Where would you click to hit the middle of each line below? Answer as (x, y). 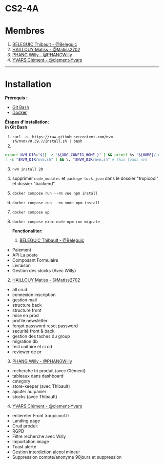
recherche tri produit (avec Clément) (49, 370)
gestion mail (24, 300)
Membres (25, 31)
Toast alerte (24, 446)
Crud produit (25, 426)
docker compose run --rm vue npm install (55, 193)
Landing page (26, 421)
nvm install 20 (28, 169)
